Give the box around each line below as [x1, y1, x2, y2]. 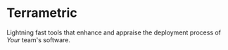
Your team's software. [6, 35, 71, 44]
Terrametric [6, 5, 78, 21]
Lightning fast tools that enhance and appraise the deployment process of [6, 28, 222, 37]
